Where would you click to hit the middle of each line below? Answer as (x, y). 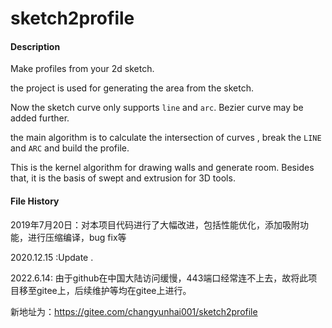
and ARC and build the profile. (70, 148)
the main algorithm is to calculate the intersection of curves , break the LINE (166, 138)
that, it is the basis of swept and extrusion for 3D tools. (123, 178)
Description (35, 46)
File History (35, 201)
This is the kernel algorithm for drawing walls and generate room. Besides (162, 168)
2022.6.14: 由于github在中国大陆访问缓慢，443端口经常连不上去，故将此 (159, 278)
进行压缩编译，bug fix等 (77, 237)
